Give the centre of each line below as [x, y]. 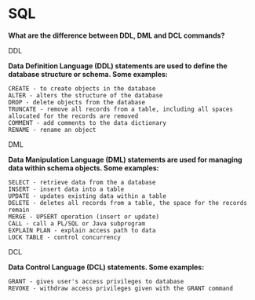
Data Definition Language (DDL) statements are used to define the [118, 66]
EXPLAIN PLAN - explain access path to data [82, 230]
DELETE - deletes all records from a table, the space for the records [127, 203]
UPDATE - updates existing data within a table [87, 196]
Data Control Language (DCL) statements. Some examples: [106, 267]
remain [19, 210]
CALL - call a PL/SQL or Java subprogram [77, 223]
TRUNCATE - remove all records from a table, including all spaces [121, 109]
